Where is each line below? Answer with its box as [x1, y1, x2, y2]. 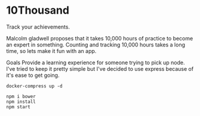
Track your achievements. [6, 23, 70, 30]
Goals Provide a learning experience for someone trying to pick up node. [6, 59, 185, 66]
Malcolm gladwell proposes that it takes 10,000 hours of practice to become [6, 35, 193, 42]
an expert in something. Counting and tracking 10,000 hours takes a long [6, 41, 185, 48]
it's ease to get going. [6, 71, 60, 79]
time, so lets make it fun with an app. [6, 47, 97, 54]
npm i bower [6, 93, 36, 99]
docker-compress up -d [6, 83, 63, 89]
